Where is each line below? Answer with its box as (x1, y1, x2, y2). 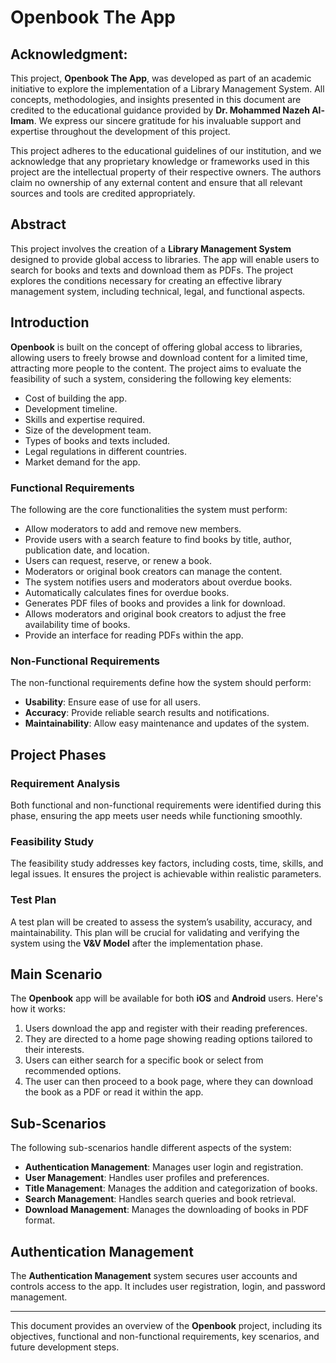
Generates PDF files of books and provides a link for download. (24, 597, 286, 609)
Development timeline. (24, 402, 118, 415)
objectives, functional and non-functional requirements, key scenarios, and (10, 1330, 320, 1342)
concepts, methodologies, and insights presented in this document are (10, 94, 302, 105)
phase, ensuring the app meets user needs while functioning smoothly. (10, 809, 303, 821)
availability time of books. (24, 618, 131, 630)
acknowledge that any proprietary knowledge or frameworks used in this (10, 156, 310, 167)
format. (24, 1214, 56, 1226)
